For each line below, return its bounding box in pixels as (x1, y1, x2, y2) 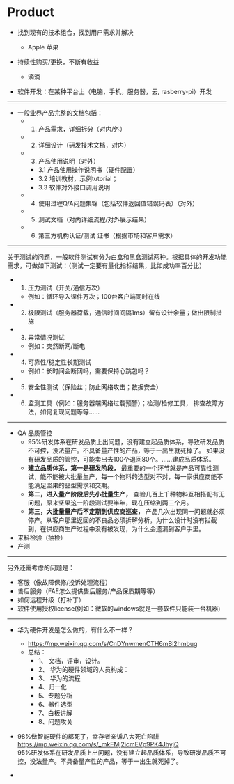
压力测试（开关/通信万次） (27, 283, 104, 292)
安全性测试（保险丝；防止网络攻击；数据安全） (27, 382, 162, 391)
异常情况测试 (27, 333, 65, 341)
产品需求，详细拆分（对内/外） (38, 125, 127, 133)
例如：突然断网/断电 (27, 342, 86, 350)
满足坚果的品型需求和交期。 (33, 481, 114, 489)
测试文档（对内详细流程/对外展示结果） (38, 215, 151, 224)
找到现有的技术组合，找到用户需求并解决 (17, 28, 134, 36)
